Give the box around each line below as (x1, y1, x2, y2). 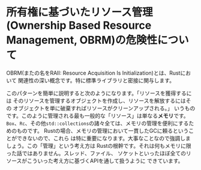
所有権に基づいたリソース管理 (6, 5, 153, 19)
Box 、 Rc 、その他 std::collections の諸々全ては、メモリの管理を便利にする (6, 120, 189, 127)
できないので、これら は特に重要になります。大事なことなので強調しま (16, 135, 191, 142)
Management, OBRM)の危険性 (6, 34, 158, 47)
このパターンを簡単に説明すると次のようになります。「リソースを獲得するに (6, 90, 192, 97)
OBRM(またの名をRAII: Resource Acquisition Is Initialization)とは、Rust (6, 69, 181, 76)
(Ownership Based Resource (6, 19, 152, 32)
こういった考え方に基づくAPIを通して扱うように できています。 (26, 157, 184, 164)
